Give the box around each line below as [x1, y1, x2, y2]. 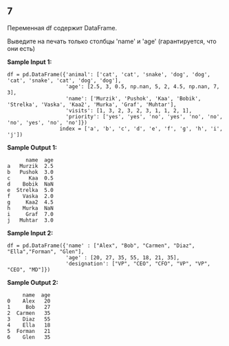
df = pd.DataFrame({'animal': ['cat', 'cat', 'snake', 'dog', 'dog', [7, 71, 211, 78]
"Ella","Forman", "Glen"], [7, 248, 85, 255]
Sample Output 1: [7, 143, 57, 151]
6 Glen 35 [7, 334, 51, 340]
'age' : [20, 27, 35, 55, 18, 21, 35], [65, 254, 180, 261]
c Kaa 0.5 [7, 175, 54, 182]
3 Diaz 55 [7, 316, 51, 323]
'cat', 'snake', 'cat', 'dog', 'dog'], [7, 77, 122, 84]
